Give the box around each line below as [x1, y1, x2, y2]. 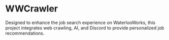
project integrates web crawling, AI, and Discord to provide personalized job [5, 24, 164, 30]
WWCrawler [5, 3, 58, 14]
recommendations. [5, 30, 45, 36]
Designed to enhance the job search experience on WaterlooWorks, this [5, 19, 156, 25]
